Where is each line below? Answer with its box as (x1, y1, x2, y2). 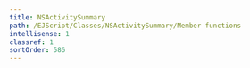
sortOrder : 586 (9, 46, 66, 55)
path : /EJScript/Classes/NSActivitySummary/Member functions (9, 21, 242, 30)
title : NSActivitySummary (9, 12, 105, 22)
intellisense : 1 (9, 29, 70, 38)
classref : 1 (9, 37, 54, 47)
